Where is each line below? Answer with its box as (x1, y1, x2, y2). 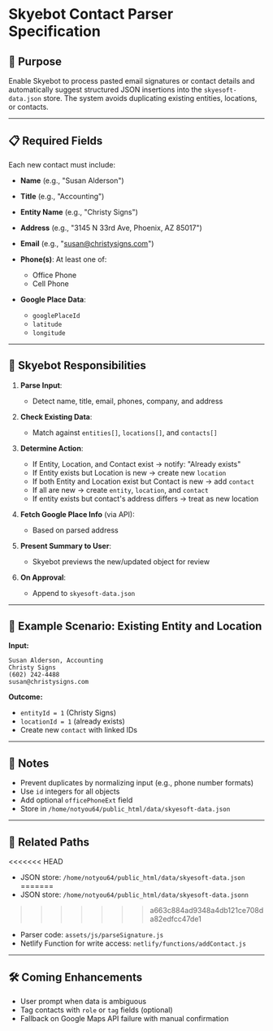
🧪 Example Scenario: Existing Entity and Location (8, 620, 262, 633)
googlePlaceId (32, 311, 80, 320)
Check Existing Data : (19, 411, 93, 421)
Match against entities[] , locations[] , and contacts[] (32, 428, 218, 437)
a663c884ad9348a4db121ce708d (149, 906, 264, 916)
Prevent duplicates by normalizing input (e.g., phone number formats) (19, 778, 254, 788)
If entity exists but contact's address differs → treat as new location (32, 494, 259, 503)
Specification (8, 22, 102, 41)
